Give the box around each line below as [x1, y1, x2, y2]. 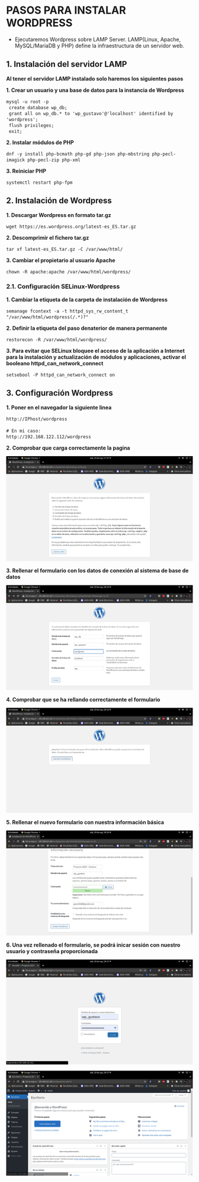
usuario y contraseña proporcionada [6, 947, 98, 955]
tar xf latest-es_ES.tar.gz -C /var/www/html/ [6, 246, 123, 252]
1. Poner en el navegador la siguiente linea [6, 404, 112, 411]
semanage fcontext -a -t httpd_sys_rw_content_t [6, 308, 129, 314]
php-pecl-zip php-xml [27, 157, 81, 163]
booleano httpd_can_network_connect [6, 359, 104, 367]
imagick [6, 157, 25, 163]
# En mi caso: [6, 428, 41, 434]
